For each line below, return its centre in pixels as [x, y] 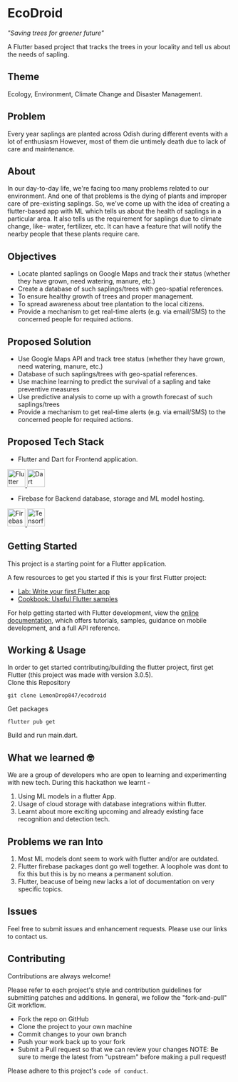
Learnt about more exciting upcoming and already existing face [111, 811]
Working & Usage [47, 650]
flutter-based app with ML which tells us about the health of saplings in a [114, 211]
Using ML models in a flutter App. [67, 796]
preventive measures [48, 389]
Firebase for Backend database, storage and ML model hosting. [111, 499]
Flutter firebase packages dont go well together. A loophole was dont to [123, 866]
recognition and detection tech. [64, 819]
